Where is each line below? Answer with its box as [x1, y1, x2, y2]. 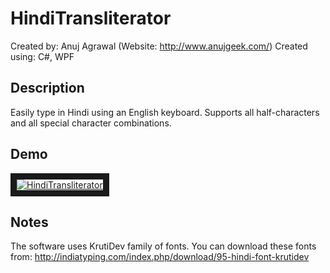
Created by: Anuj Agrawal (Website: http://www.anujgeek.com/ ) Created [10, 40, 308, 52]
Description [10, 80, 85, 97]
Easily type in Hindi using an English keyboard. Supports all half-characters [10, 106, 320, 118]
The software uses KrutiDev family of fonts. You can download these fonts [10, 240, 317, 252]
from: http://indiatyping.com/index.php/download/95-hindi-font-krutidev [10, 251, 310, 263]
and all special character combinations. [10, 117, 172, 129]
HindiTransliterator [10, 7, 172, 30]
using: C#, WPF [10, 50, 75, 62]
